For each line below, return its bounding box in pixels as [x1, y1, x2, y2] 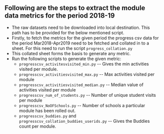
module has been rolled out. [19, 108, 76, 113]
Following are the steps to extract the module [4, 4, 145, 12]
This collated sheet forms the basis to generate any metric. [11, 50, 131, 56]
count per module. [19, 123, 57, 129]
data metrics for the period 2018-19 [4, 12, 115, 20]
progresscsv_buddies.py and [19, 112, 76, 119]
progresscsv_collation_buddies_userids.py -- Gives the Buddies [19, 118, 150, 124]
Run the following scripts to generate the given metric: [11, 56, 121, 62]
